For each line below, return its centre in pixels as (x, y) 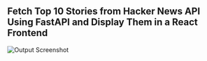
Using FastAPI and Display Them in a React (102, 23)
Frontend (28, 33)
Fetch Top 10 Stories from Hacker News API (104, 11)
